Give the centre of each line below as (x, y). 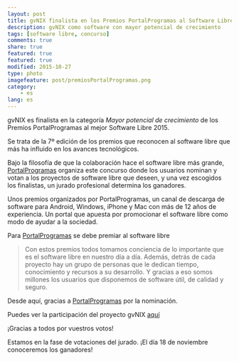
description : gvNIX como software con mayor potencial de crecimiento (114, 27)
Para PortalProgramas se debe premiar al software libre (89, 236)
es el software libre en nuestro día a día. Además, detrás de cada (120, 257)
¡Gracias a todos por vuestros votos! (60, 328)
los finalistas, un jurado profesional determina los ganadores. (97, 185)
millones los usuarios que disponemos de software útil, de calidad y (124, 279)
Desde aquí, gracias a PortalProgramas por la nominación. (92, 301)
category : (22, 87)
